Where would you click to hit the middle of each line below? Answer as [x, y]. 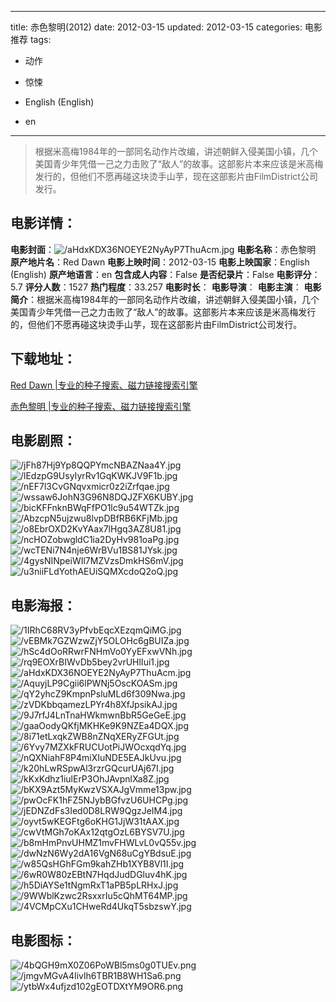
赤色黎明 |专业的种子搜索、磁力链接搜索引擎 [101, 406]
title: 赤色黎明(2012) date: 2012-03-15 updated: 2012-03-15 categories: [156, 27]
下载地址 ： [43, 359]
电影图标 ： [43, 940]
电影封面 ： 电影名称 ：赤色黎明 [163, 249]
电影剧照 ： [43, 441]
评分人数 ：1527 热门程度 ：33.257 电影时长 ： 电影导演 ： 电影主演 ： [163, 287]
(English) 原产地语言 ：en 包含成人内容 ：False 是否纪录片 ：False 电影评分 [161, 274]
